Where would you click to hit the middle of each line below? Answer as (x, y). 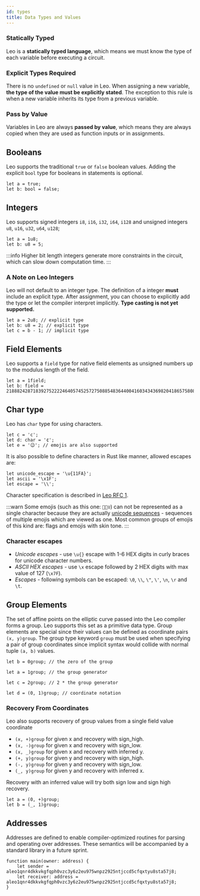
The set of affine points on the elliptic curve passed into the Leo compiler (96, 619)
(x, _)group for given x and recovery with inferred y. (79, 752)
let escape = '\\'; (30, 484)
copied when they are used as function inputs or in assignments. (85, 134)
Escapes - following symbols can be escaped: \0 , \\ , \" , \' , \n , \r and (101, 579)
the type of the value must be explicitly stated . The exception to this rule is (99, 93)
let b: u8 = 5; (25, 245)
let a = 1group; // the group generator (57, 673)
